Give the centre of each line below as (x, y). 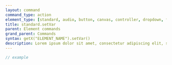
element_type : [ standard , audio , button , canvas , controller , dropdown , (84, 19)
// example (17, 57)
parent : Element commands (33, 29)
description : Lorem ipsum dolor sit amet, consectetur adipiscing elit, (84, 44)
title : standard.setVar (31, 24)
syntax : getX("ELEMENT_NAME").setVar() (48, 39)
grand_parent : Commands (31, 34)
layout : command (23, 10)
